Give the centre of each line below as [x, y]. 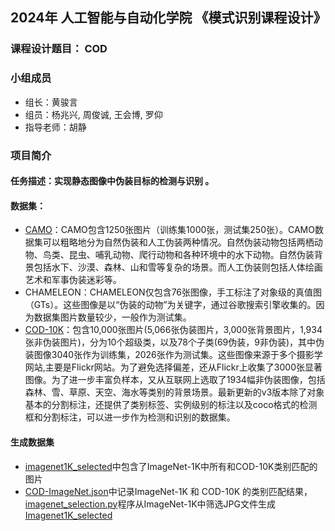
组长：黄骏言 [51, 102]
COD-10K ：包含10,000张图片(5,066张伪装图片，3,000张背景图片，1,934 [173, 330]
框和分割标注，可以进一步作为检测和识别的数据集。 [130, 417]
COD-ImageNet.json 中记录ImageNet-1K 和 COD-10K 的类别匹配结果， [168, 491]
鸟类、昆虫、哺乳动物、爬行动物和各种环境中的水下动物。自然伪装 [178, 255]
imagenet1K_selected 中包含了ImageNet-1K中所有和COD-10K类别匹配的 [171, 466]
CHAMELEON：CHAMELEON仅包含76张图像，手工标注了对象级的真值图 [173, 292]
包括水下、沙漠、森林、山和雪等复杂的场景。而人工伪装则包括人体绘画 [178, 267]
